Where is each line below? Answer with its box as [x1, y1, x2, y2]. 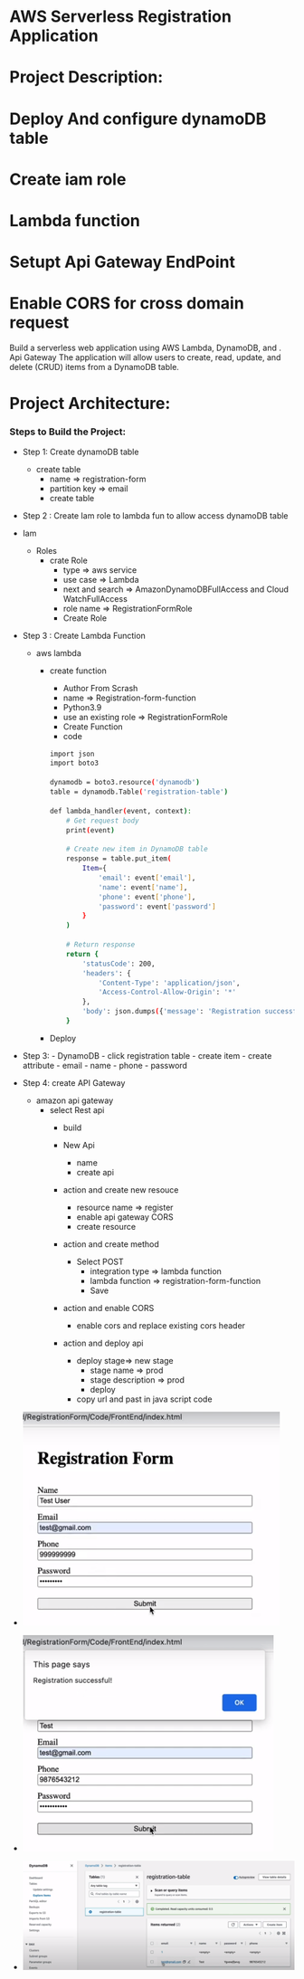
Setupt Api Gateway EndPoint [9, 252, 235, 272]
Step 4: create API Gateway [22, 1077, 126, 1088]
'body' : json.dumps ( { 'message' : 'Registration [81, 1007, 261, 1016]
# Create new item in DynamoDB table [66, 844, 208, 854]
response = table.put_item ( [66, 854, 172, 863]
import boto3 [49, 758, 100, 768]
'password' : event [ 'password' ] [98, 902, 216, 911]
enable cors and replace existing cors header [76, 1319, 246, 1331]
